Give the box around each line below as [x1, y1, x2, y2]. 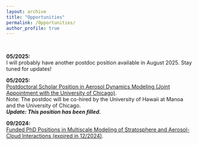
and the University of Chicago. [6, 102, 81, 109]
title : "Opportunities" [6, 14, 65, 20]
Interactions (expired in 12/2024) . [21, 133, 104, 140]
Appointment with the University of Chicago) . [6, 89, 117, 96]
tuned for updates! [6, 66, 52, 73]
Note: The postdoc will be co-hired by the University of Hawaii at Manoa [6, 96, 184, 103]
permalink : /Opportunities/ [6, 20, 76, 25]
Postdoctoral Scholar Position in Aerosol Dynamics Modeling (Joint [6, 83, 171, 91]
